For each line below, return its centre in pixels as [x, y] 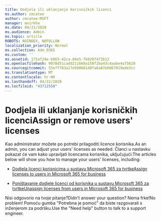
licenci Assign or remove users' [69, 120]
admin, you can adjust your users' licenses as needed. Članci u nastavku [78, 149]
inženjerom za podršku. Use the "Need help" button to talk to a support [76, 208]
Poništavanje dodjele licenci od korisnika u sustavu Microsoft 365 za [80, 183]
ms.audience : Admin [25, 32]
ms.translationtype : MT [29, 73]
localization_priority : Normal [37, 46]
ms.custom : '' [19, 55]
